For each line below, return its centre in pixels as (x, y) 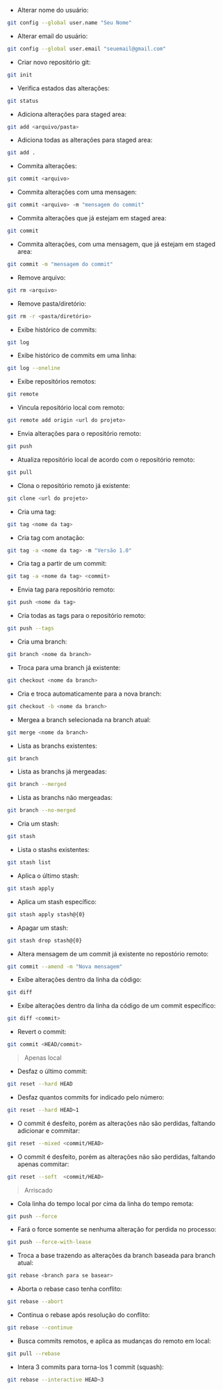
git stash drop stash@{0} (44, 940)
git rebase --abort (35, 1302)
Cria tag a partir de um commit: (62, 564)
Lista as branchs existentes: (57, 746)
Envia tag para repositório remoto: (66, 589)
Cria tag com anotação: (51, 537)
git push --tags (31, 628)
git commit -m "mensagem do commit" (60, 264)
